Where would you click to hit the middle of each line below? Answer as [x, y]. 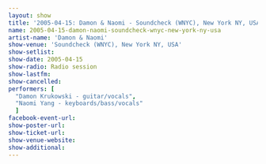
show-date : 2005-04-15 [46, 60]
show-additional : [37, 147]
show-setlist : [32, 52]
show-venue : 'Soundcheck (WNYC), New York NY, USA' [95, 45]
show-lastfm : [30, 74]
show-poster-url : [37, 125]
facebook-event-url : [42, 118]
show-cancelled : [35, 81]
